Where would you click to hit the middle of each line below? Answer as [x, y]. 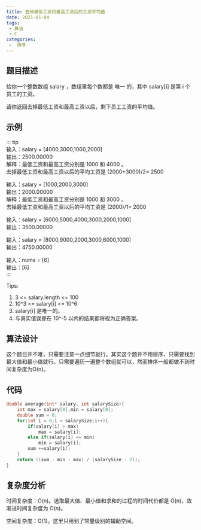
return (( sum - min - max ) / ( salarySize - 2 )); [79, 459]
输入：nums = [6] [28, 260]
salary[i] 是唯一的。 [39, 310]
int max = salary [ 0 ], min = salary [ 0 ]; [65, 410]
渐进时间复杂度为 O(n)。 [36, 508]
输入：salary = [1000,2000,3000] [47, 184]
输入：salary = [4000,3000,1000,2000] [54, 149]
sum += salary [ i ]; [49, 449]
